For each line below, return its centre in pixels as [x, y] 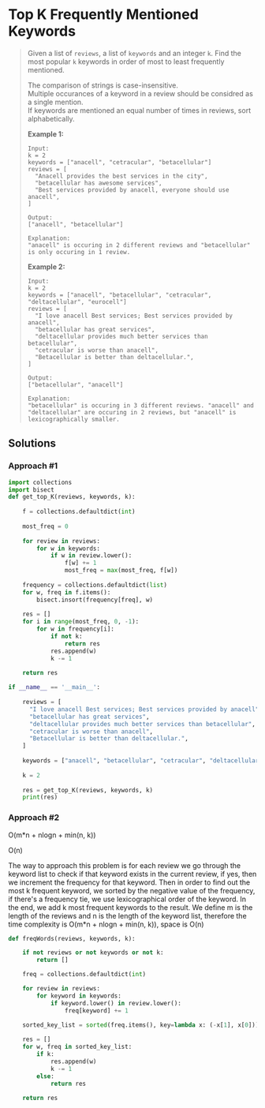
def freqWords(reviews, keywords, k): [72, 938]
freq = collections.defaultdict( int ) [84, 975]
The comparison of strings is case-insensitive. [103, 85]
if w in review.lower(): [91, 556]
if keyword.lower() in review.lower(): [116, 1003]
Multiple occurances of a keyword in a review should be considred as [140, 93]
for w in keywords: [69, 548]
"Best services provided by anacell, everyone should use [132, 190]
